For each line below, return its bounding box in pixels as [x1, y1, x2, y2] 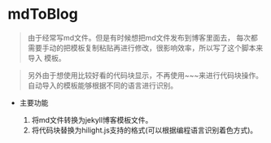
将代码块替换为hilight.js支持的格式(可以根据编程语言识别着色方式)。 [31, 125, 258, 135]
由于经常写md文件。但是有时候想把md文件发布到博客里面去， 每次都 [27, 32, 258, 42]
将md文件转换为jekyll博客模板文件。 [31, 115, 153, 124]
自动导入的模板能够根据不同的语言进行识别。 [27, 80, 178, 90]
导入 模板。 [27, 53, 66, 63]
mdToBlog [7, 5, 78, 24]
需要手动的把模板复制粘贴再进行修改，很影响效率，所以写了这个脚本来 [27, 42, 264, 53]
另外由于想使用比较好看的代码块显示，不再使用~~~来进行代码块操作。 [27, 70, 264, 80]
